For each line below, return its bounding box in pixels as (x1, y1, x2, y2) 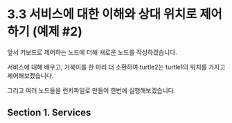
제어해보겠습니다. (7, 71, 54, 80)
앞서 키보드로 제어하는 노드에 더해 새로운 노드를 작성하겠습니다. (7, 48, 178, 56)
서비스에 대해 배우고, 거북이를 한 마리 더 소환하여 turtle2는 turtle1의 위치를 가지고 (7, 63, 226, 71)
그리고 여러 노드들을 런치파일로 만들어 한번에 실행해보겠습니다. (7, 86, 176, 95)
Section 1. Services (7, 107, 91, 119)
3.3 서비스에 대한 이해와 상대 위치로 (7, 6, 197, 22)
